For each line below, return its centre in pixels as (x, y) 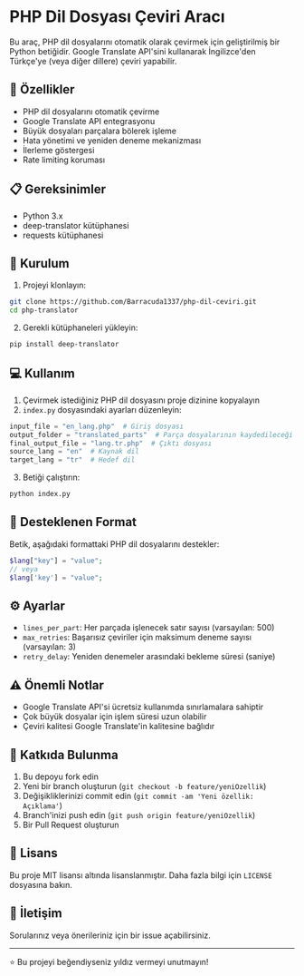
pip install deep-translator (64, 345)
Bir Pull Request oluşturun (71, 825)
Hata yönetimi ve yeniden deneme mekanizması (112, 140)
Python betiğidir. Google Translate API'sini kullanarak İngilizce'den (133, 51)
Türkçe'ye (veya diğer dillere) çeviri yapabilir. (93, 61)
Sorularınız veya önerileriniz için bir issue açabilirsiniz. (110, 935)
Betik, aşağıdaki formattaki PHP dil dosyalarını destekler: (114, 544)
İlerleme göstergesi (58, 150)
